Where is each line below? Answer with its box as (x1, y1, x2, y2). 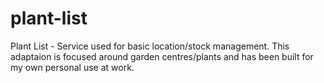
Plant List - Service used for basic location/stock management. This (10, 40, 290, 52)
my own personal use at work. (10, 61, 135, 73)
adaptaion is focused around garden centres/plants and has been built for (10, 50, 314, 62)
